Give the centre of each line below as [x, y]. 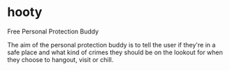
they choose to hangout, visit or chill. [60, 59]
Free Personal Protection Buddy [53, 31]
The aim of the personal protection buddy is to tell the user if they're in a [112, 45]
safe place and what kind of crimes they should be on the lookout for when [115, 52]
